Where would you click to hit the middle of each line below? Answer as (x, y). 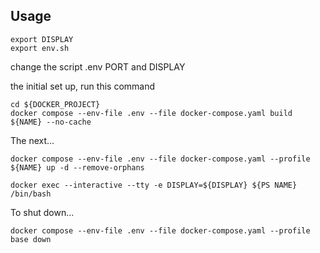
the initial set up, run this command (83, 86)
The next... (32, 140)
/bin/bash (31, 194)
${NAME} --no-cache (51, 122)
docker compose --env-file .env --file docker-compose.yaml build (151, 113)
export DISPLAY (42, 39)
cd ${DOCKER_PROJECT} (55, 104)
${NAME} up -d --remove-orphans (77, 167)
